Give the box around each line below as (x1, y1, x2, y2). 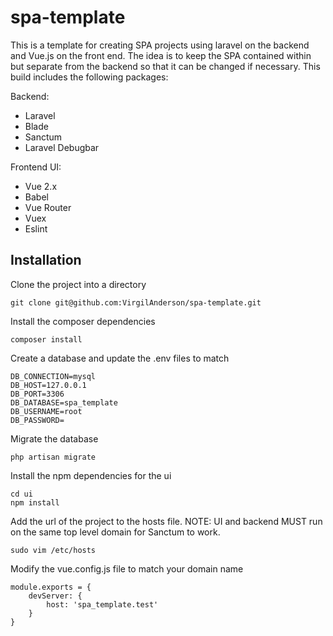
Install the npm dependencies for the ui (10, 469, 172, 481)
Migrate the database (10, 432, 99, 445)
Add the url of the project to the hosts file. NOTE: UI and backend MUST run (10, 515, 323, 527)
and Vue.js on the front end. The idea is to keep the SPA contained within (10, 49, 312, 61)
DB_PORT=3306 (10, 389, 65, 399)
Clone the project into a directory (10, 278, 147, 290)
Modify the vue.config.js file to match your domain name (10, 562, 244, 575)
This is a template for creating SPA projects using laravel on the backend (10, 39, 310, 51)
